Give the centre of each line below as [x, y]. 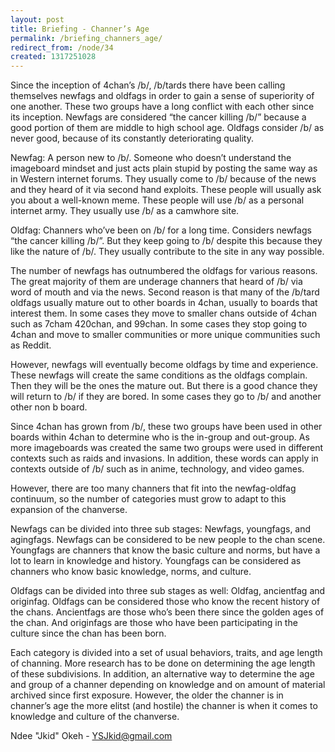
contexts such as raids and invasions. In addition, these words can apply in [164, 458]
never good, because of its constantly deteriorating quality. [132, 138]
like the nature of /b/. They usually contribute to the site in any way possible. [167, 252]
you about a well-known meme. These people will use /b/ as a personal [157, 200]
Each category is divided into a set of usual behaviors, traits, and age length [166, 653]
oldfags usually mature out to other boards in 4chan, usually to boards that [164, 303]
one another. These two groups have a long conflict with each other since [162, 107]
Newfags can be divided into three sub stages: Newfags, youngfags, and [161, 529]
